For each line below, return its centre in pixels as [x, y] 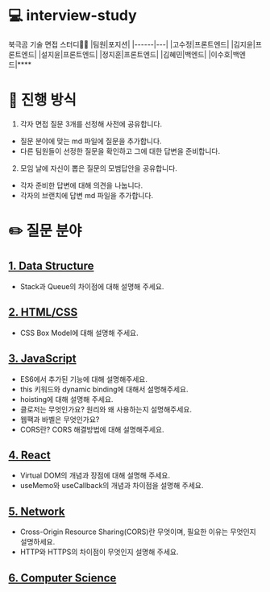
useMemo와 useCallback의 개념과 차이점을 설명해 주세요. [112, 486]
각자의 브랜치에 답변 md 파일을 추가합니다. [87, 195]
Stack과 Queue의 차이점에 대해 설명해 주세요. [92, 286]
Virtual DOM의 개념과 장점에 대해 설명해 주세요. [95, 475]
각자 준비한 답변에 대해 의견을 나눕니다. [81, 185]
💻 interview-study [73, 16]
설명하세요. [37, 542]
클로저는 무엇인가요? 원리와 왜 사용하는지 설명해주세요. [106, 409]
